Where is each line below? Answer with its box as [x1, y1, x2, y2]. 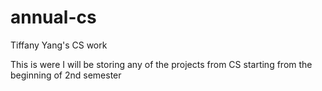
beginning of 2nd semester [10, 69, 122, 81]
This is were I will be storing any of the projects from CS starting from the [10, 58, 313, 70]
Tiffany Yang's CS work [10, 39, 108, 51]
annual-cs [10, 6, 97, 29]
